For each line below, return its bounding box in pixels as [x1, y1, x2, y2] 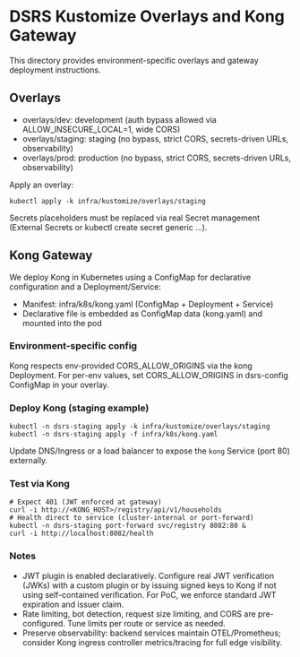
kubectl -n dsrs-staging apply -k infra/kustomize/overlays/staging [9, 422, 270, 431]
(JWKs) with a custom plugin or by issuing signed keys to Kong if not [21, 580, 277, 591]
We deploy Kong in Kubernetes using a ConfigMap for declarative [9, 272, 252, 282]
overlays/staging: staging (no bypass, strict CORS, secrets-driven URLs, [21, 133, 289, 144]
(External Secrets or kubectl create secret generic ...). [9, 221, 208, 232]
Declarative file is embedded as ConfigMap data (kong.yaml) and [21, 307, 262, 319]
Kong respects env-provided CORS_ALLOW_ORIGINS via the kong [9, 360, 253, 371]
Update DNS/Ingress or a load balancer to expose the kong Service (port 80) [9, 445, 291, 456]
